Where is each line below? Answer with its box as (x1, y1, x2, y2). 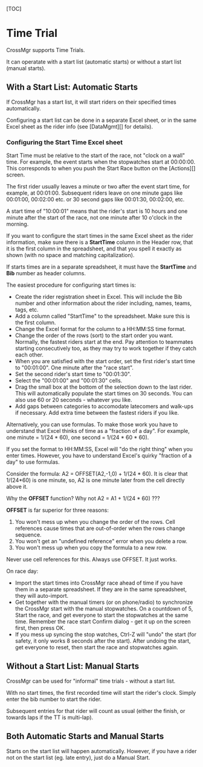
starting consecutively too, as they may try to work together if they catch (14, 345, 197, 352)
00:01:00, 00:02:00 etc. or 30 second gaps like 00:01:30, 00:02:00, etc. (6, 196, 185, 203)
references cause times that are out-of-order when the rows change (14, 524, 185, 532)
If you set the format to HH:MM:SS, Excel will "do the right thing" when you (6, 446, 193, 453)
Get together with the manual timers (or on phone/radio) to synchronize (14, 598, 193, 606)
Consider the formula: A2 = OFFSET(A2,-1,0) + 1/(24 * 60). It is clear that (6, 470, 188, 478)
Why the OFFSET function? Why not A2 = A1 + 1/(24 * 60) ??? (6, 495, 160, 502)
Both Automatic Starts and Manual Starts (6, 731, 164, 742)
